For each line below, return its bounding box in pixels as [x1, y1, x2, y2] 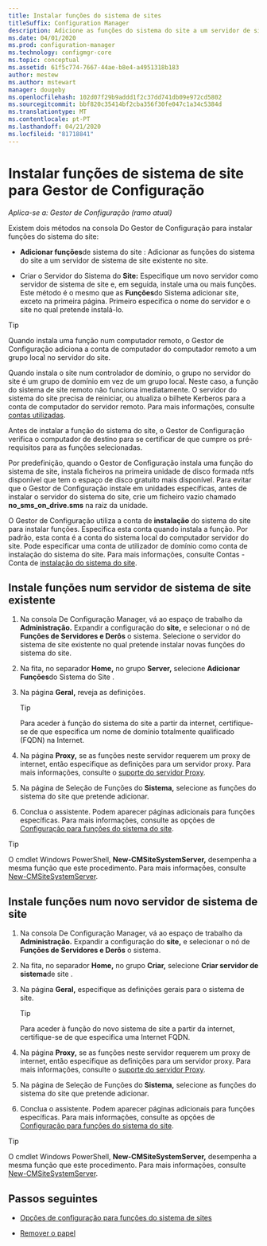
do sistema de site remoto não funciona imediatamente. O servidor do [8, 385, 237, 394]
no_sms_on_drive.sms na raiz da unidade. [8, 500, 149, 510]
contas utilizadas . [8, 410, 66, 420]
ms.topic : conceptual [8, 57, 80, 64]
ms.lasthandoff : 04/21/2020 [8, 123, 102, 131]
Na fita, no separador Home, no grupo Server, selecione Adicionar [19, 664, 241, 674]
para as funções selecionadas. [42, 443, 143, 452]
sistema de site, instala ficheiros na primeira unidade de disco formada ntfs [8, 467, 254, 476]
